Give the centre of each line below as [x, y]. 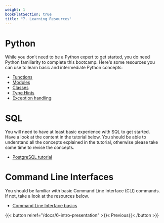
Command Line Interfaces [59, 177]
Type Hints [23, 93]
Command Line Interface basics [45, 206]
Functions [22, 77]
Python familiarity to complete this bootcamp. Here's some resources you [80, 62]
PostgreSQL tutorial [32, 157]
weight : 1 [15, 10]
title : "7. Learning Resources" [38, 19]
